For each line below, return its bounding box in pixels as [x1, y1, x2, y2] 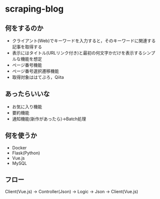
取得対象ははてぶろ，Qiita [12, 74, 64, 80]
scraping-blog [5, 3, 64, 15]
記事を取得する [12, 44, 42, 50]
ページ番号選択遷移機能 [12, 68, 59, 74]
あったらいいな [5, 90, 50, 98]
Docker [12, 145, 27, 150]
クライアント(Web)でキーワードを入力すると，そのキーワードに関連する [12, 38, 156, 43]
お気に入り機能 [12, 104, 42, 109]
